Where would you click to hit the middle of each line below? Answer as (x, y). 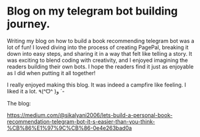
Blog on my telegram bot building (92, 11)
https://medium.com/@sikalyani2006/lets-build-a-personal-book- (90, 115)
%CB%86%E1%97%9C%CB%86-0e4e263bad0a (70, 128)
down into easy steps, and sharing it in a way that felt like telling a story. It (100, 53)
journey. (29, 24)
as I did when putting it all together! (52, 73)
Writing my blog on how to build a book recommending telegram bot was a (101, 41)
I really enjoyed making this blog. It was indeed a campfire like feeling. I (97, 85)
